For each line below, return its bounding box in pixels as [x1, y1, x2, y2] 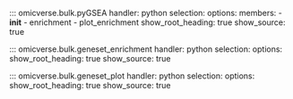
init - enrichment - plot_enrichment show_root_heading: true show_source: [9, 17, 286, 28]
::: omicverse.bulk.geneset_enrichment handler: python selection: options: [9, 44, 283, 54]
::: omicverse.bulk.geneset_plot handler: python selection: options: [9, 70, 255, 81]
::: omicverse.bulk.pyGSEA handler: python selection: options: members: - [9, 8, 282, 18]
